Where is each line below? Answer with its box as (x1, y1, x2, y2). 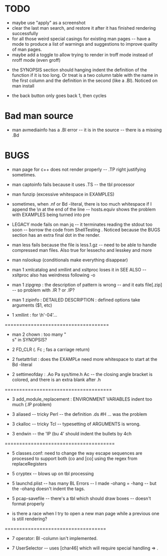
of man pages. (11, 46, 42, 52)
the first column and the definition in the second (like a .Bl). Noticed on (11, 77, 158, 83)
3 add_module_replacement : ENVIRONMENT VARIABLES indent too (11, 396, 152, 402)
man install (11, 82, 34, 88)
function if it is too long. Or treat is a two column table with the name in (11, 72, 158, 78)
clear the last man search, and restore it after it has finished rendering (11, 25, 156, 31)
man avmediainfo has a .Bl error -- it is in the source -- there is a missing (11, 127, 162, 133)
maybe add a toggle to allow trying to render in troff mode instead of (11, 51, 153, 58)
